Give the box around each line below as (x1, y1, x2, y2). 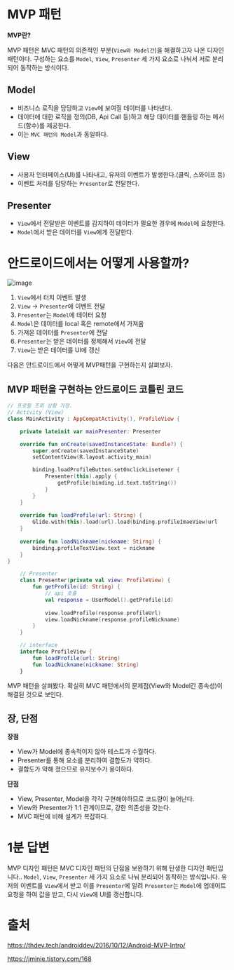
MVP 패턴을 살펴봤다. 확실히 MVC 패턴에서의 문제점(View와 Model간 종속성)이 (7, 681, 223, 689)
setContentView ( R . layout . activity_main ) (32, 454, 152, 461)
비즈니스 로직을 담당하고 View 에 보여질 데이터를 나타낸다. (17, 103, 173, 112)
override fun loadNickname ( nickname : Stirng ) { (20, 538, 161, 545)
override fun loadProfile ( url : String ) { (20, 512, 142, 519)
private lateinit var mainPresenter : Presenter (20, 428, 161, 435)
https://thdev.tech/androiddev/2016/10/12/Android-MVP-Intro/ (7, 941, 186, 950)
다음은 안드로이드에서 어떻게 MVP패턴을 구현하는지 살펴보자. (7, 361, 173, 369)
